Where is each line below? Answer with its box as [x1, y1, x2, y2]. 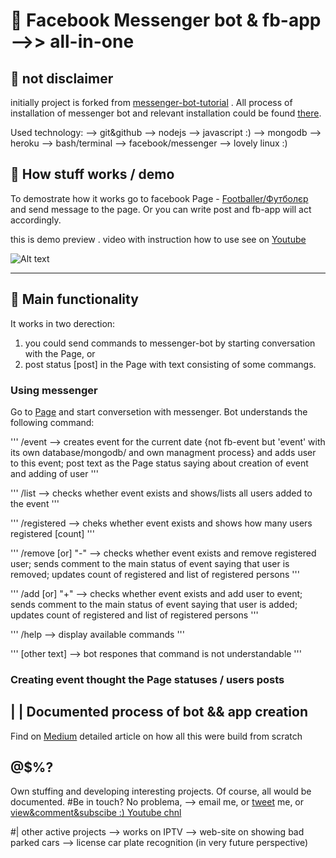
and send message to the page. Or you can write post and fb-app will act [10, 203, 312, 215]
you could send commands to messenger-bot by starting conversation [24, 337, 316, 349]
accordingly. [10, 214, 62, 226]
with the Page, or [24, 347, 96, 359]
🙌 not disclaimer [10, 70, 114, 87]
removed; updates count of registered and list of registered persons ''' [10, 568, 300, 580]
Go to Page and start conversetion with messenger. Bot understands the [10, 405, 308, 418]
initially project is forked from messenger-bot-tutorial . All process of [10, 97, 293, 108]
